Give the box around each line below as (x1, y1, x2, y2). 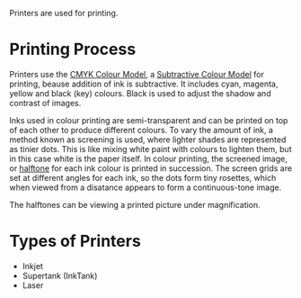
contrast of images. (9, 97, 82, 108)
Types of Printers (9, 231, 141, 251)
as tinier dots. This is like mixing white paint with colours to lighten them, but (9, 143, 292, 154)
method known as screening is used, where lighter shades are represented (9, 134, 287, 145)
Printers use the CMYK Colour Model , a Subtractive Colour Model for (9, 68, 265, 79)
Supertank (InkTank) (22, 270, 98, 281)
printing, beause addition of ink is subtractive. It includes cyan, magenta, (9, 78, 279, 89)
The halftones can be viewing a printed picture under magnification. (9, 199, 261, 210)
